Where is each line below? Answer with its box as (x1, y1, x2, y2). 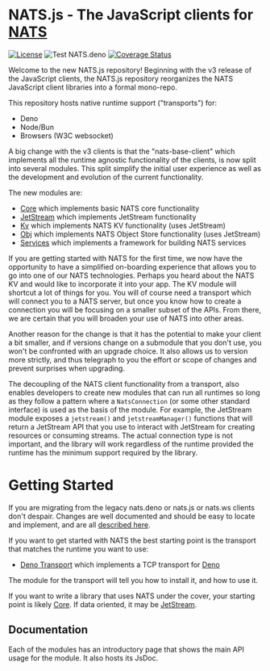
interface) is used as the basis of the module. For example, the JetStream (8, 405, 252, 414)
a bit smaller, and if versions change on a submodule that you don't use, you (8, 338, 262, 347)
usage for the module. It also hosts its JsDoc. (8, 652, 159, 663)
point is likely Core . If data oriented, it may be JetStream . (8, 599, 197, 609)
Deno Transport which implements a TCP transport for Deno (19, 560, 220, 569)
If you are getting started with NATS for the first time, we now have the (8, 253, 243, 263)
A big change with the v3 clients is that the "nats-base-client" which (8, 146, 235, 156)
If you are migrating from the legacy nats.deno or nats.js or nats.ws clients (8, 502, 255, 512)
